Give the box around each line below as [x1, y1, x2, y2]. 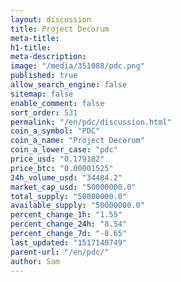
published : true [10, 71, 78, 81]
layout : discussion [10, 14, 92, 25]
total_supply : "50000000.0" [10, 191, 128, 201]
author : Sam [10, 256, 60, 266]
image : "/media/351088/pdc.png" [10, 61, 145, 71]
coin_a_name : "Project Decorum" [10, 136, 145, 146]
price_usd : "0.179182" [10, 154, 105, 164]
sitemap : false [10, 89, 74, 99]
